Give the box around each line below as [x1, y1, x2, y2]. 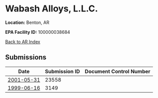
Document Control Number [84, 68, 151, 75]
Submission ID [44, 68, 80, 75]
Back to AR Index [5, 38, 41, 45]
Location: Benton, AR [5, 19, 50, 25]
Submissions [5, 53, 46, 62]
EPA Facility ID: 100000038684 [5, 29, 71, 35]
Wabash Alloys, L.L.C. [5, 3, 98, 14]
